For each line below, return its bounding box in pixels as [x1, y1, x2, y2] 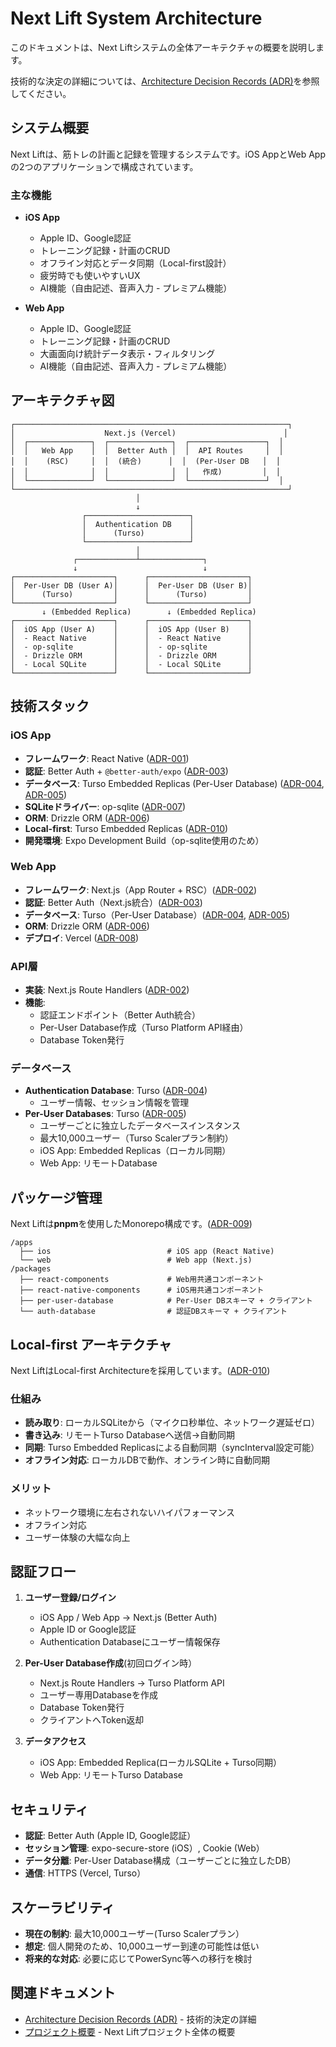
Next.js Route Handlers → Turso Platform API [39, 1677, 225, 1689]
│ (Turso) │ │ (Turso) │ [10, 589, 253, 599]
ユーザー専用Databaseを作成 [39, 1689, 158, 1701]
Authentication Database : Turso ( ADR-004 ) [24, 1085, 208, 1097]
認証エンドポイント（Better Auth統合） [39, 1009, 202, 1021]
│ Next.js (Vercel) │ [10, 428, 288, 438]
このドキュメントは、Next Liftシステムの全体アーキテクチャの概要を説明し [10, 41, 317, 53]
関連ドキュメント [10, 1985, 116, 2002]
